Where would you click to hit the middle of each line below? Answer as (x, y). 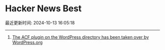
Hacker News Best (43, 9)
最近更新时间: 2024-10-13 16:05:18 (40, 23)
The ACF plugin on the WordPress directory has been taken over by (81, 37)
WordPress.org (27, 42)
